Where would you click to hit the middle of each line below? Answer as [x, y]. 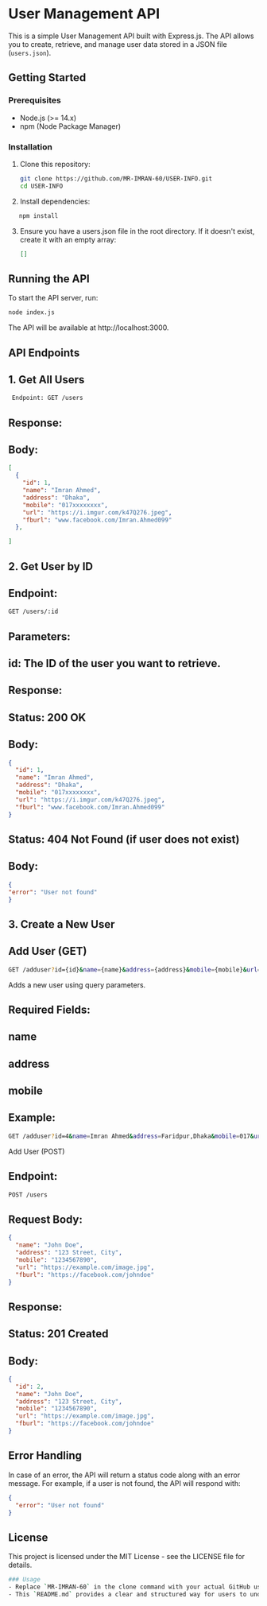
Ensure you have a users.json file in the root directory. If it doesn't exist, [137, 231]
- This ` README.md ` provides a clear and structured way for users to [128, 1594]
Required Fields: [50, 1009]
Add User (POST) [37, 1151]
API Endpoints [44, 353]
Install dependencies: [55, 201]
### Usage [25, 1580]
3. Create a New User [62, 924]
